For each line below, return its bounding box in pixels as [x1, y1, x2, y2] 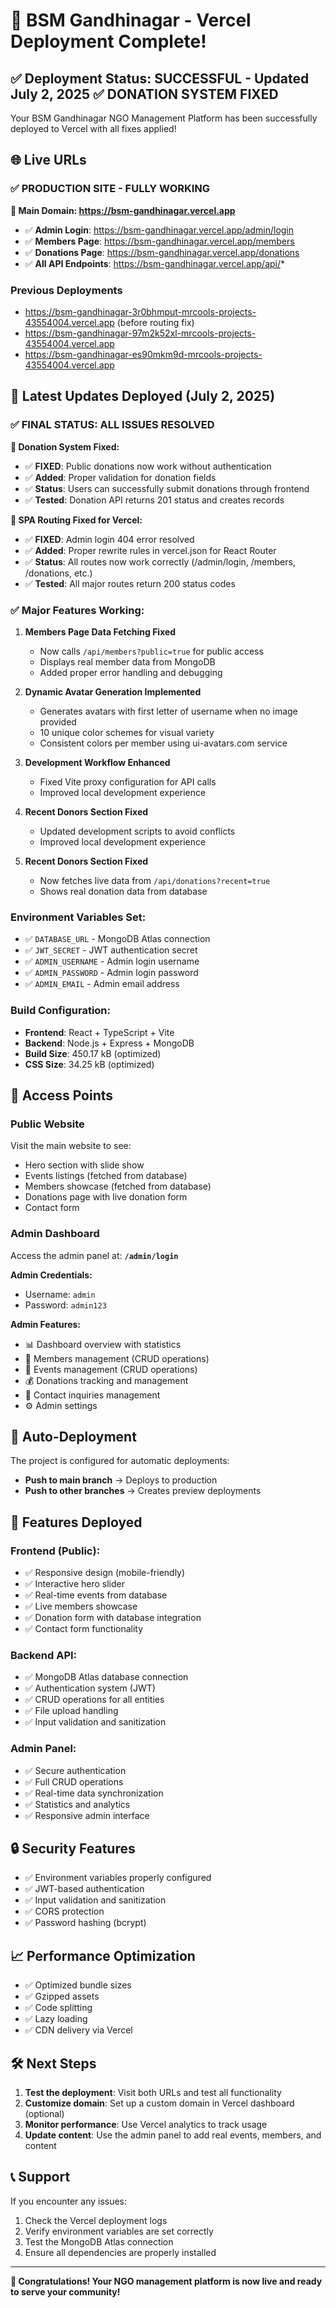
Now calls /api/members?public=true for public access [39, 645, 264, 657]
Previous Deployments [10, 283, 123, 297]
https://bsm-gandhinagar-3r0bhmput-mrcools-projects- [24, 305, 257, 318]
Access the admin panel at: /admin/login [10, 1249, 179, 1261]
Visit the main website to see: [10, 1140, 132, 1152]
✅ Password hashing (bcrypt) [24, 1917, 147, 1929]
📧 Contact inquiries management [24, 1389, 161, 1401]
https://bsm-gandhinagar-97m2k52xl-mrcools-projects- [24, 327, 257, 339]
